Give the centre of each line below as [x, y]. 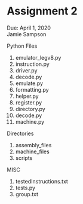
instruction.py [32, 64]
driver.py [26, 70]
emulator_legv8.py [38, 57]
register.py [29, 102]
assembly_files [33, 145]
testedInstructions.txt [41, 181]
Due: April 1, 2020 [29, 28]
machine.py [30, 121]
